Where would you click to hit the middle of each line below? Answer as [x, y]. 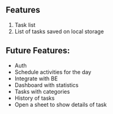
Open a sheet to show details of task [61, 104]
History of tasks [35, 98]
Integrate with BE [36, 78]
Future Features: [38, 51]
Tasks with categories [42, 91]
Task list [25, 25]
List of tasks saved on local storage [59, 31]
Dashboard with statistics [46, 85]
